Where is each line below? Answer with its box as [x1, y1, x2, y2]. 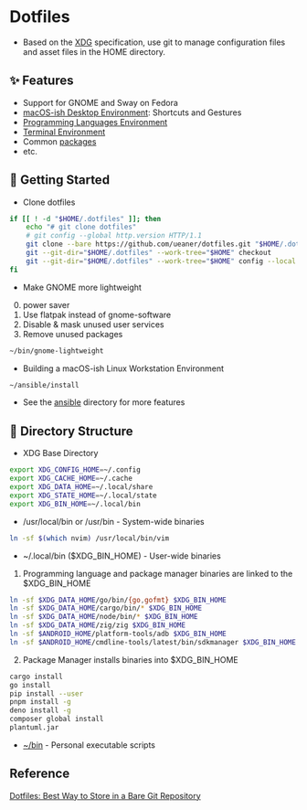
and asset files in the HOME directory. [22, 46, 166, 57]
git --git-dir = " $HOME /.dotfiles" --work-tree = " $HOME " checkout [26, 249, 272, 258]
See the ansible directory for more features [22, 397, 185, 408]
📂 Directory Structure [9, 423, 134, 439]
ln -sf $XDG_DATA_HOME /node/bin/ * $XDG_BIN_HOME [9, 613, 198, 622]
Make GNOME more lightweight [22, 282, 142, 293]
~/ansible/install [9, 380, 79, 389]
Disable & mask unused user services [22, 318, 164, 330]
